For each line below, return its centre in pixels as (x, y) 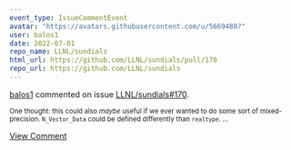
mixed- (271, 111)
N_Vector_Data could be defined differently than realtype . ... (135, 119)
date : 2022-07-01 (42, 43)
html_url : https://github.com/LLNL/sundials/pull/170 (114, 60)
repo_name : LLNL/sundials (58, 52)
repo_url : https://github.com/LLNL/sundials (95, 69)
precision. (25, 119)
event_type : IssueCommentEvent (69, 18)
